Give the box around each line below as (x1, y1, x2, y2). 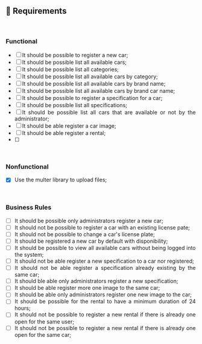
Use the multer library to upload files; (14, 176, 107, 184)
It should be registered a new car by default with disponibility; (14, 237, 168, 245)
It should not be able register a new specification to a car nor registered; (14, 257, 194, 265)
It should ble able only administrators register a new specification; (14, 278, 178, 285)
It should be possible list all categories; (22, 66, 119, 73)
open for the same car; (14, 331, 72, 338)
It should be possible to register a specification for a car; (22, 95, 163, 102)
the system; (14, 251, 44, 258)
